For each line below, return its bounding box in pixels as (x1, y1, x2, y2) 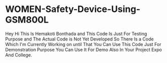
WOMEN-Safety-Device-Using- (5, 3, 141, 15)
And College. (5, 51, 32, 58)
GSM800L (5, 14, 49, 25)
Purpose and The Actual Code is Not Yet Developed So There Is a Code (5, 36, 154, 42)
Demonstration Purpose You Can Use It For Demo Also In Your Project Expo (5, 46, 162, 52)
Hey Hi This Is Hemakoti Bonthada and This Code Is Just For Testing (5, 30, 147, 36)
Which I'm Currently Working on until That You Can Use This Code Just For (5, 41, 161, 47)
